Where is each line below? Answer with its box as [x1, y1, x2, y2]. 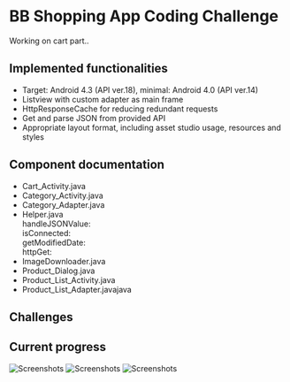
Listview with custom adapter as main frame [21, 94, 184, 104]
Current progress [9, 340, 107, 355]
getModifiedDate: [21, 237, 87, 248]
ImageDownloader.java [21, 256, 106, 266]
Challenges [9, 309, 73, 325]
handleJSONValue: [21, 218, 91, 229]
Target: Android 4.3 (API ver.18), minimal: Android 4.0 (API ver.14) [21, 84, 259, 95]
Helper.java [21, 209, 64, 219]
